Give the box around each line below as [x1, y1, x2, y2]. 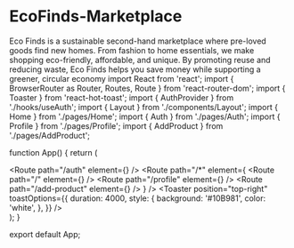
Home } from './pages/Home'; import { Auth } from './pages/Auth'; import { [9, 111, 281, 122]
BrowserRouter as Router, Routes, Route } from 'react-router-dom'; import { [9, 83, 286, 93]
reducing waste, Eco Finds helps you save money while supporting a [9, 64, 261, 75]
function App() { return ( [9, 147, 98, 157]
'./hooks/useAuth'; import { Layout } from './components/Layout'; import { [9, 101, 279, 112]
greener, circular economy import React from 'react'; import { [9, 73, 234, 84]
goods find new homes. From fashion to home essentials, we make [9, 44, 255, 55]
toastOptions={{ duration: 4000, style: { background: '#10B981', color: [9, 193, 265, 204]
